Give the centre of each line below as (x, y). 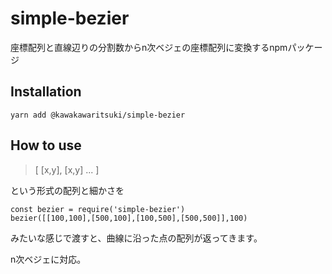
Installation (46, 92)
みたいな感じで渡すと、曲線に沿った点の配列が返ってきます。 (136, 238)
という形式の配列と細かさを (67, 190)
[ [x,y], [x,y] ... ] (67, 169)
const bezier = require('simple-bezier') (98, 209)
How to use (46, 145)
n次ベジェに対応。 (48, 259)
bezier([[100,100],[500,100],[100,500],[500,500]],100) (129, 218)
